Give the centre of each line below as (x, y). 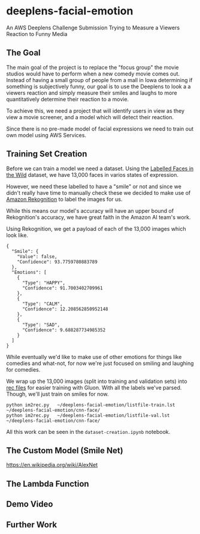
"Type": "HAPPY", (44, 283)
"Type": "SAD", (41, 325)
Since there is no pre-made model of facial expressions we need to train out (100, 129)
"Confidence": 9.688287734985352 (64, 330)
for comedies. (23, 369)
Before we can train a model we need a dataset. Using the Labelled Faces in (100, 168)
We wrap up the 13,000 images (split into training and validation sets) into (97, 381)
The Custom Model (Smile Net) (65, 450)
